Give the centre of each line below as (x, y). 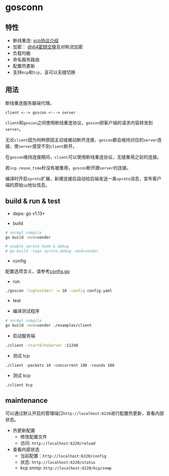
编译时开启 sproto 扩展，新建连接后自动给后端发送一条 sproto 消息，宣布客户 (83, 178)
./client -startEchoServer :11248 (42, 345)
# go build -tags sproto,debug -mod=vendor (52, 251)
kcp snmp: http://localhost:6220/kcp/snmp (66, 468)
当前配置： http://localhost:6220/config (63, 456)
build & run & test (33, 201)
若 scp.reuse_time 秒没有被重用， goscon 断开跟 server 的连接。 (68, 168)
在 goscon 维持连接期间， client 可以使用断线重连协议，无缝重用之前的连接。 (83, 157)
